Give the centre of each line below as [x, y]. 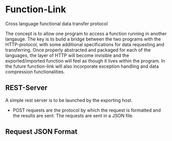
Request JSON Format [41, 132]
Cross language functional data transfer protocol [57, 24]
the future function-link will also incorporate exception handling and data [82, 66]
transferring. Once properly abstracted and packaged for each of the [78, 50]
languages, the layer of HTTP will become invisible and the [67, 55]
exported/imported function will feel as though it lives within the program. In [85, 61]
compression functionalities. [35, 72]
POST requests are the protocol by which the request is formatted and [87, 110]
